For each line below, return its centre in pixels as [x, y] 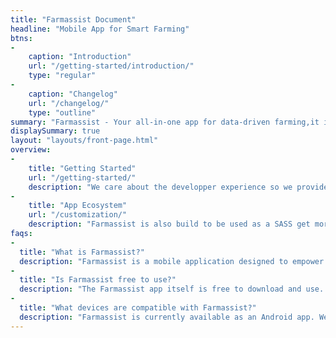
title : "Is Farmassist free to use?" [98, 280]
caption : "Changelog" [73, 94]
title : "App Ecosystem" [78, 206]
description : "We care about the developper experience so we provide [178, 187]
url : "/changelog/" [69, 103]
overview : [31, 150]
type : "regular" [62, 76]
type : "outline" [62, 112]
